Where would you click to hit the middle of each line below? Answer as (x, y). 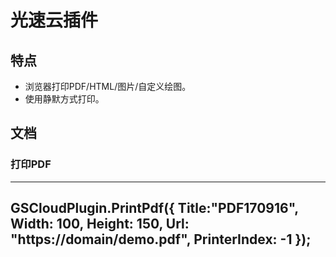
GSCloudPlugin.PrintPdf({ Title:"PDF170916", (154, 208)
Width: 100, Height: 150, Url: (100, 224)
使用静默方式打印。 (64, 99)
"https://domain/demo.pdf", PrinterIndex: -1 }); (161, 239)
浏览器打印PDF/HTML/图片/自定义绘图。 (108, 86)
